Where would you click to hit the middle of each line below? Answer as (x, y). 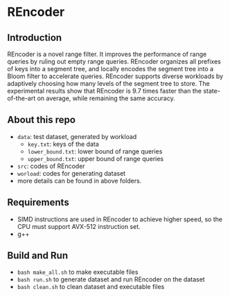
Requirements (38, 202)
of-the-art (21, 98)
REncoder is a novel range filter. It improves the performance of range (107, 54)
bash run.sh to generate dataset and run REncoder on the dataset (111, 279)
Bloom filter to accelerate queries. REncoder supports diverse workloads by (115, 76)
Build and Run (37, 256)
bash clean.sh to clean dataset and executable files (91, 287)
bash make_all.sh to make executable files (78, 272)
